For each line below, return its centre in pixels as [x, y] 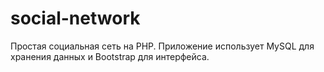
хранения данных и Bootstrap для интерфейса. [110, 56]
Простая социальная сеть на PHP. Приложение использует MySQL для [162, 46]
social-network [75, 18]
